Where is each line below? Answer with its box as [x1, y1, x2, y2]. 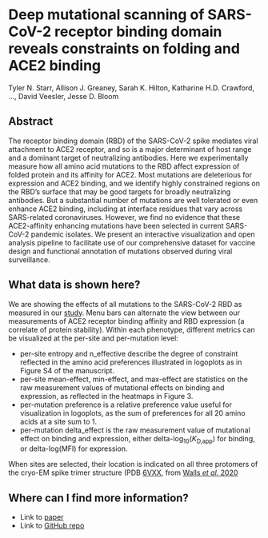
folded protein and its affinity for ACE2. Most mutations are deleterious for [8, 169, 252, 179]
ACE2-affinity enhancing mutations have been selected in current [8, 221, 224, 230]
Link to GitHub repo [19, 521, 85, 531]
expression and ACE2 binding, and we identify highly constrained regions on [8, 178, 261, 188]
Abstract [8, 114, 54, 129]
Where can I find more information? [8, 491, 190, 504]
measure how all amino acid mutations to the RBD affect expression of [8, 161, 240, 171]
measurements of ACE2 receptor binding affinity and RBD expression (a [8, 316, 245, 325]
